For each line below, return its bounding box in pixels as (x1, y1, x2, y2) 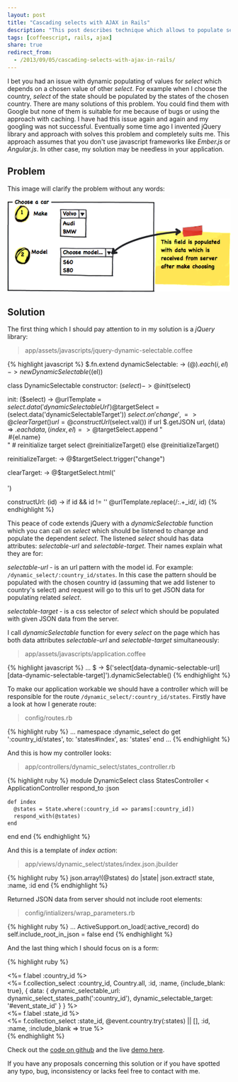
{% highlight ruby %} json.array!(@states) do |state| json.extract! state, (7, 874, 215, 882)
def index (7, 798, 37, 806)
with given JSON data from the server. (7, 615, 119, 623)
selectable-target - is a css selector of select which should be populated (7, 607, 220, 616)
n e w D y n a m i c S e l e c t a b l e (19, 368, 89, 376)
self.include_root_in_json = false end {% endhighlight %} (7, 930, 174, 938)
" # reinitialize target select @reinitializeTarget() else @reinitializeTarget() (7, 441, 220, 449)
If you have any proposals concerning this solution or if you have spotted (7, 1059, 220, 1068)
